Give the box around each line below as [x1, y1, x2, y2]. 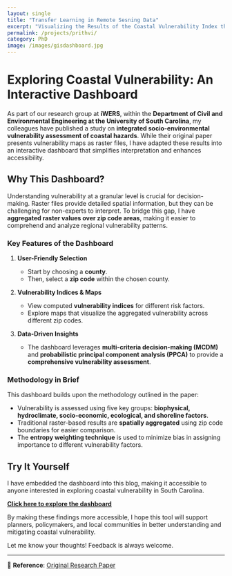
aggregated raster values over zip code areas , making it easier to [7, 213, 196, 222]
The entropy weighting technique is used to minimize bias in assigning [17, 433, 221, 442]
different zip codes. [27, 316, 84, 325]
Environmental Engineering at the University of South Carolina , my [7, 117, 202, 125]
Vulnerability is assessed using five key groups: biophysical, [17, 404, 191, 412]
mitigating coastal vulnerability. [7, 528, 96, 536]
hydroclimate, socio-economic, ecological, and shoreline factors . [17, 412, 209, 420]
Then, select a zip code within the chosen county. [27, 275, 171, 283]
